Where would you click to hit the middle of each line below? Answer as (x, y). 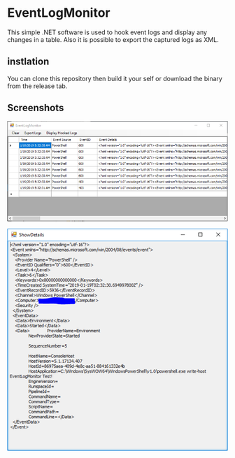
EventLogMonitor (59, 13)
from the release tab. (37, 86)
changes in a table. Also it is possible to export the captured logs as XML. (113, 39)
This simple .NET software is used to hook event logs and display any (107, 32)
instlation (28, 62)
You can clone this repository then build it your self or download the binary (115, 78)
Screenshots (36, 108)
